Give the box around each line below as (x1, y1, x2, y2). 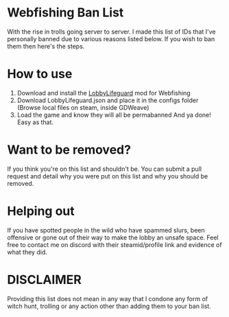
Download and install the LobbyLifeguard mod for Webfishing (16, 89, 191, 97)
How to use (7, 67, 73, 82)
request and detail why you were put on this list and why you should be (7, 172, 208, 180)
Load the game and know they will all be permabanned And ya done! (16, 110, 211, 119)
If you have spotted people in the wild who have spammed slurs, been (7, 226, 205, 234)
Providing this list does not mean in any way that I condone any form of (7, 294, 208, 303)
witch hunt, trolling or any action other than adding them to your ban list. (7, 302, 211, 310)
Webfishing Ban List (7, 5, 124, 21)
